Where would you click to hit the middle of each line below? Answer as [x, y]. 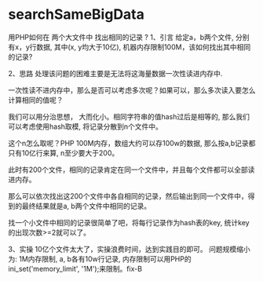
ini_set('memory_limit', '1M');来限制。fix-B [75, 268]
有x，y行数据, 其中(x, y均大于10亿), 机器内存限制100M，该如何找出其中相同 [130, 47]
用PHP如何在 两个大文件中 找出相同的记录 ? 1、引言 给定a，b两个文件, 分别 [129, 37]
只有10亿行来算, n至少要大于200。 [64, 153]
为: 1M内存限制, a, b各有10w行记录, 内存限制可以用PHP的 [100, 259]
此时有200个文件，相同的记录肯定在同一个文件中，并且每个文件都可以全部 [128, 170]
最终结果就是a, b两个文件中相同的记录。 [86, 206]
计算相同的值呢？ [36, 100]
